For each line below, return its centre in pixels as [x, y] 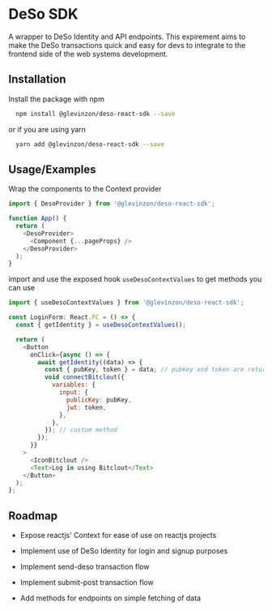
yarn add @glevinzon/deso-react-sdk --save [90, 144]
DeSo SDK [43, 14]
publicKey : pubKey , [99, 400]
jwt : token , [86, 407]
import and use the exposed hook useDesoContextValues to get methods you [135, 279]
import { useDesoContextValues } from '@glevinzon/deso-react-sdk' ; [126, 303]
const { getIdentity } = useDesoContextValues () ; [101, 325]
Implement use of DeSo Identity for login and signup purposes [124, 551]
